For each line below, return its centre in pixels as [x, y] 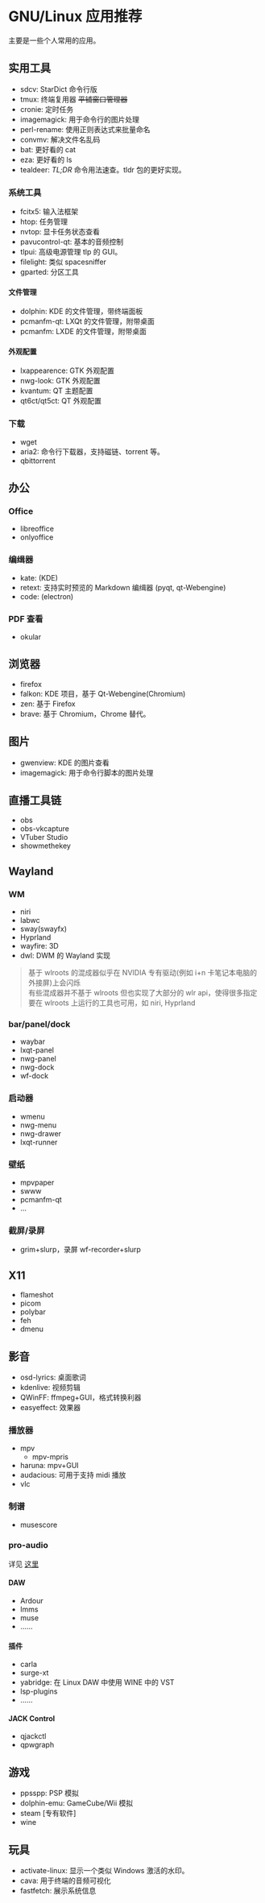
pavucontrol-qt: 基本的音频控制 [71, 242]
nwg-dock [37, 1067]
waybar [33, 1042]
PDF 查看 [26, 618]
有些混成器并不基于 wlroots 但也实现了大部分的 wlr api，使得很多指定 [143, 993]
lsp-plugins [39, 1691]
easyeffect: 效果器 [50, 1407]
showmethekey [45, 846]
